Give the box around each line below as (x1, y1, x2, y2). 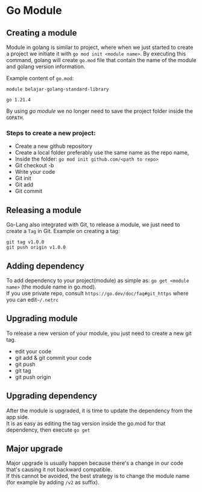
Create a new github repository (14, 142, 92, 150)
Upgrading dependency (6, 391, 98, 401)
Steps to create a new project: (6, 129, 96, 137)
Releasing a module (6, 205, 82, 215)
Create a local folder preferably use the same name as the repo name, (14, 149, 189, 156)
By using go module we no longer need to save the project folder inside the (6, 107, 193, 115)
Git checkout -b (14, 162, 54, 169)
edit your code (14, 348, 52, 355)
